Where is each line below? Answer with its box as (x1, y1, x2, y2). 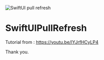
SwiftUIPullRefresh (5, 23, 87, 34)
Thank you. (5, 48, 29, 55)
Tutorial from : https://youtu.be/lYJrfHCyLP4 (5, 39, 98, 45)
